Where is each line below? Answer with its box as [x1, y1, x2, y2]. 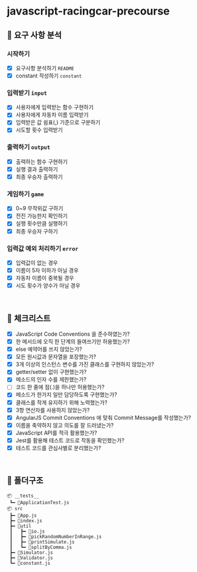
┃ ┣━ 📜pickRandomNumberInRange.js [9, 533, 102, 540]
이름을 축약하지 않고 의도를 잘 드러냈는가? [15, 421, 114, 428]
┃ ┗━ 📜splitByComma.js [9, 544, 72, 550]
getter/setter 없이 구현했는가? [15, 368, 87, 376]
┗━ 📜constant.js [9, 560, 51, 566]
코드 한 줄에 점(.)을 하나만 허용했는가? [15, 384, 105, 391]
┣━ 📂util [9, 523, 32, 529]
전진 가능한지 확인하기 [15, 212, 68, 219]
